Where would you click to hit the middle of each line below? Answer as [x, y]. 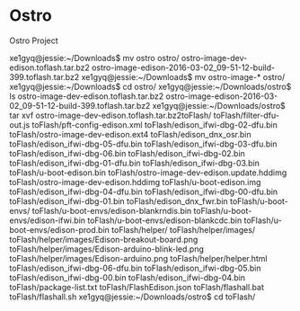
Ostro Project [34, 40]
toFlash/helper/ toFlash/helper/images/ [184, 229]
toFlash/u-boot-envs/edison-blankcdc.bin [164, 220]
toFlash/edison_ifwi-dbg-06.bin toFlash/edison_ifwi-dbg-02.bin [127, 153]
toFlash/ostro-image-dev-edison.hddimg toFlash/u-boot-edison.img [135, 182]
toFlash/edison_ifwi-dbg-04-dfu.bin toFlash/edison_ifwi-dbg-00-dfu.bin [144, 191]
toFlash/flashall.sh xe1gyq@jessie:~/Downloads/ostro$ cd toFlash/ [132, 297]
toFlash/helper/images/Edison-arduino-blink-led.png [106, 249]
